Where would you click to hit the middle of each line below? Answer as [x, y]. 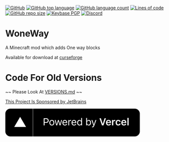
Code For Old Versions [54, 78]
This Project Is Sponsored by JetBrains [46, 102]
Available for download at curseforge [44, 57]
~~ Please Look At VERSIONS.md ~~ [44, 91]
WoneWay [27, 34]
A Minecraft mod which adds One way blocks [53, 48]
